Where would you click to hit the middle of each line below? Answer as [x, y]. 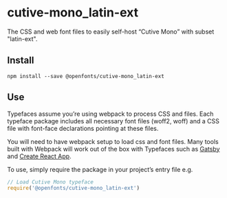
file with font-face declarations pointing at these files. [83, 128]
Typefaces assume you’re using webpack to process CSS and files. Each [110, 114]
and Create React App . [39, 156]
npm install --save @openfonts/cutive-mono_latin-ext [86, 76]
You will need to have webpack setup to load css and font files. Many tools [113, 141]
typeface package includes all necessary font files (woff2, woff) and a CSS [113, 121]
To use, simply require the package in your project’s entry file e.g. [100, 169]
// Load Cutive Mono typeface [51, 182]
